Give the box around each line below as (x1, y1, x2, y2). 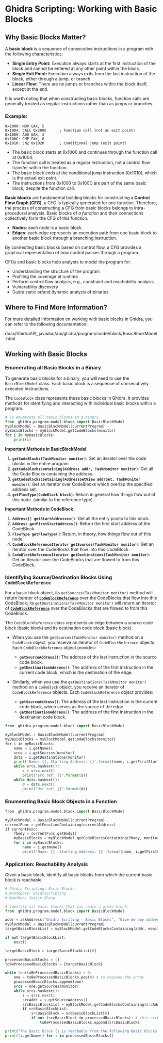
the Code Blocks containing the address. (12, 471, 94, 477)
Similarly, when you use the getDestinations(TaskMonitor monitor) (12, 679, 147, 685)
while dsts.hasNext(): (14, 777, 60, 782)
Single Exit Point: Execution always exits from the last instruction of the (12, 71, 155, 76)
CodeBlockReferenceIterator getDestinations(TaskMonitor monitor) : (12, 552, 150, 557)
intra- (134, 205, 146, 211)
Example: (5, 113, 28, 119)
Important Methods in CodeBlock (5, 506, 74, 512)
